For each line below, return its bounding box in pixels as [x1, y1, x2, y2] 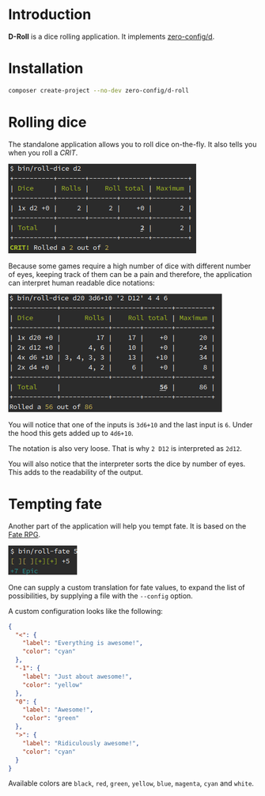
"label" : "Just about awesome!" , [22, 673, 133, 680]
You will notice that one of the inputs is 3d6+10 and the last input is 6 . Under [8, 419, 253, 429]
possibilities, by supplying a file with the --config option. [8, 591, 194, 601]
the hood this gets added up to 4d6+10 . [8, 428, 134, 438]
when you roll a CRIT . [8, 148, 78, 157]
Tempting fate [8, 495, 103, 513]
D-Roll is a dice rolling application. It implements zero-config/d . [8, 32, 215, 41]
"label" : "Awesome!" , [22, 706, 93, 714]
